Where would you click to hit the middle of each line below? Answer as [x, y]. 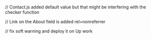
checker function [22, 12]
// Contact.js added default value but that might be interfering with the [76, 7]
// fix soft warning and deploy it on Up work [49, 31]
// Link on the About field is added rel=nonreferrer [55, 22]
